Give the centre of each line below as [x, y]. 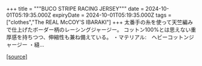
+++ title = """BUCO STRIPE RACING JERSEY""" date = [75, 9]
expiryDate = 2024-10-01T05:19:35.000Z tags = [112, 15]
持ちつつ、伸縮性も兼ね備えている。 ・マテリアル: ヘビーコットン [106, 37]
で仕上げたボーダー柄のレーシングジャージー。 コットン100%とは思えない [99, 30]
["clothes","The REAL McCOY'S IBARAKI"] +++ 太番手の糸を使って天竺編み [100, 22]
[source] [17, 57]
